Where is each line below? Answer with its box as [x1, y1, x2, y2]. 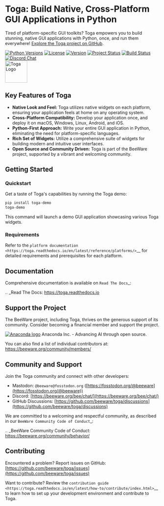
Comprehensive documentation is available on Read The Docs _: [5, 280, 131, 286]
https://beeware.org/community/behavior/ [5, 433, 90, 438]
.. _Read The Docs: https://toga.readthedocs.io [5, 290, 99, 296]
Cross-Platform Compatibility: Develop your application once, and [12, 115, 148, 120]
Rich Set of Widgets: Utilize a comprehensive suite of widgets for [12, 136, 145, 141]
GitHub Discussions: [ [12, 398, 56, 404]
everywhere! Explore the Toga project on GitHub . [5, 40, 104, 46]
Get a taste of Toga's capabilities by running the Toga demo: [5, 191, 127, 197]
